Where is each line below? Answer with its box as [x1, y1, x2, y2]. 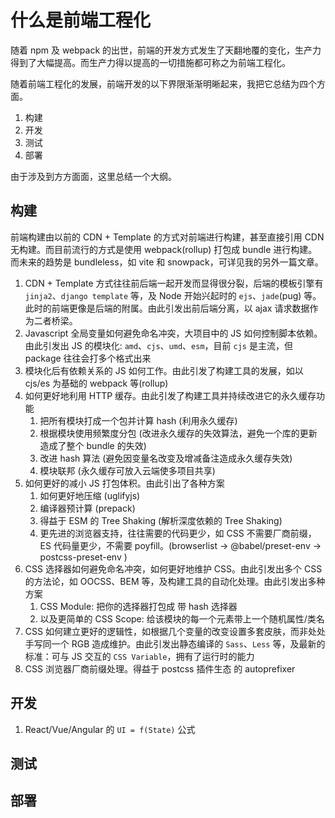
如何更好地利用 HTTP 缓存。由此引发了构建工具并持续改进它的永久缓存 [24, 389, 317, 401]
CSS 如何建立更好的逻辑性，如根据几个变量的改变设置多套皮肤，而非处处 [24, 625, 326, 637]
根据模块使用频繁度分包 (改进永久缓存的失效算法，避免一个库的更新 [39, 427, 318, 439]
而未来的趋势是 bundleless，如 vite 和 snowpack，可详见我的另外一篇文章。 [10, 256, 324, 268]
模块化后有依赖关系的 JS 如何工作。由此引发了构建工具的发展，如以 [24, 364, 304, 376]
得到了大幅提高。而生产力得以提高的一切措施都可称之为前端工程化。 [10, 56, 291, 68]
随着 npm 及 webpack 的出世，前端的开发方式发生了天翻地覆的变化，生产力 [10, 44, 322, 56]
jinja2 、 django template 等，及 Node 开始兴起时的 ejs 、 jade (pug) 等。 [24, 289, 322, 301]
